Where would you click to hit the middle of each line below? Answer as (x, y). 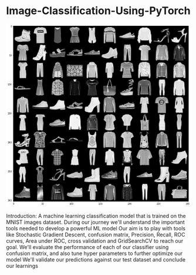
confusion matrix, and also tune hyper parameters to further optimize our (94, 253)
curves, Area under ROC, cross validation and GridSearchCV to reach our (95, 241)
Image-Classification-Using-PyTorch (98, 11)
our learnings (22, 266)
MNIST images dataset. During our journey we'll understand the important (95, 222)
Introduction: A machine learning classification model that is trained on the (96, 216)
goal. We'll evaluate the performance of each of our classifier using (87, 247)
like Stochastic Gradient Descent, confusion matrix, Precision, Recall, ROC (96, 234)
